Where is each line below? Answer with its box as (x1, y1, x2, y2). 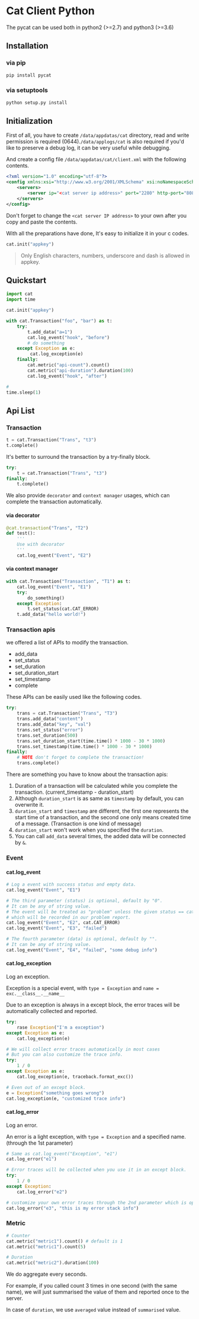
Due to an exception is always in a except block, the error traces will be (6, 1001, 180, 1008)
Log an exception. (6, 973, 50, 981)
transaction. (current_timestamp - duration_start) (14, 788, 134, 796)
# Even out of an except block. (6, 1084, 86, 1090)
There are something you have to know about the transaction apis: (6, 771, 168, 778)
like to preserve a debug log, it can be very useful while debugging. (6, 144, 171, 152)
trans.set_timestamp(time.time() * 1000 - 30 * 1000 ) (17, 743, 152, 749)
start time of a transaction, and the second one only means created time (14, 814, 191, 821)
